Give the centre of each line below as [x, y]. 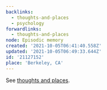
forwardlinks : [24, 29]
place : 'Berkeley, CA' [35, 63]
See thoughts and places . [38, 80]
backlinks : [20, 12]
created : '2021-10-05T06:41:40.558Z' [54, 46]
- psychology [28, 23]
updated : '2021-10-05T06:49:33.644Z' [54, 52]
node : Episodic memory [35, 40]
